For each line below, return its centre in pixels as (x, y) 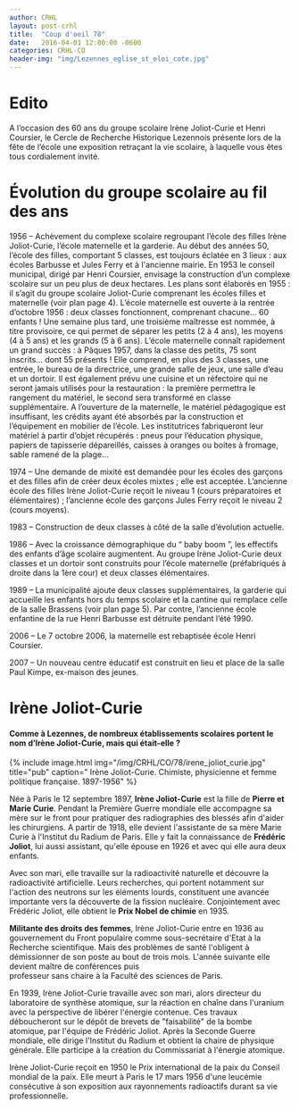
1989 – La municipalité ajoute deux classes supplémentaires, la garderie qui (148, 589)
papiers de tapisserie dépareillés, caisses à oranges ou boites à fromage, (144, 445)
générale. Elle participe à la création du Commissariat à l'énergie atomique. (147, 1050)
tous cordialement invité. (54, 156)
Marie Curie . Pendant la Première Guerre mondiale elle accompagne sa (141, 808)
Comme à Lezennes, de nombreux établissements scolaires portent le (141, 733)
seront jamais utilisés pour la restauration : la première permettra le (133, 388)
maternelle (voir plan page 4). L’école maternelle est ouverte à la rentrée (142, 302)
